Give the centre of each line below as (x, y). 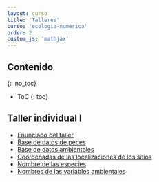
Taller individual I (45, 118)
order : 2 (20, 33)
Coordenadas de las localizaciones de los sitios (84, 157)
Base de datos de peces (51, 142)
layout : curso (28, 13)
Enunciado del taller (45, 135)
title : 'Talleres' (33, 20)
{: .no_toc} (22, 83)
